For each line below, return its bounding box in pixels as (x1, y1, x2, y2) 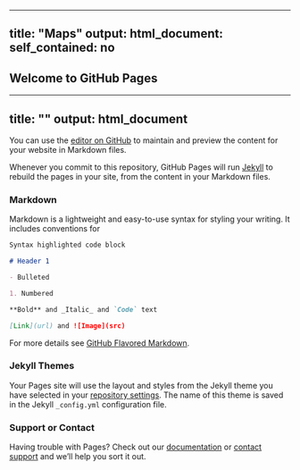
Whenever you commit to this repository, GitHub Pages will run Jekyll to (9, 162, 274, 172)
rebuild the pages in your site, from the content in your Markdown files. (9, 172, 271, 182)
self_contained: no (9, 40, 115, 55)
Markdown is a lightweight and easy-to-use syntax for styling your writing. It (9, 214, 290, 224)
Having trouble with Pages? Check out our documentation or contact (9, 441, 262, 452)
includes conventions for (9, 223, 101, 234)
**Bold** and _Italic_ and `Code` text (9, 305, 158, 314)
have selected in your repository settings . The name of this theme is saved (9, 390, 284, 400)
